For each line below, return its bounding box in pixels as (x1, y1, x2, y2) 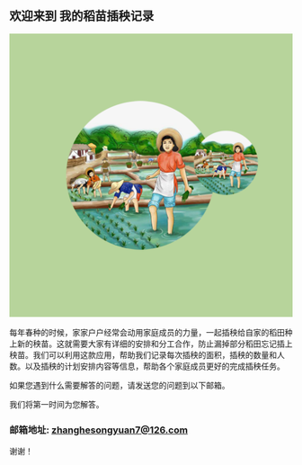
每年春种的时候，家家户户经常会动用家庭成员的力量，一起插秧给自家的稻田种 (9, 326, 293, 337)
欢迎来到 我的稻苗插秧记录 (9, 8, 155, 24)
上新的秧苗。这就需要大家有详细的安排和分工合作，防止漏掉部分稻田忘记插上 (9, 338, 293, 349)
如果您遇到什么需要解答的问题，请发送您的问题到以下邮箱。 (9, 380, 230, 390)
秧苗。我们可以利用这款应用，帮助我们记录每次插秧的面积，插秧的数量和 (9, 349, 277, 360)
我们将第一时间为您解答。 (9, 398, 104, 409)
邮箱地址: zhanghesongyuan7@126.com (9, 424, 189, 436)
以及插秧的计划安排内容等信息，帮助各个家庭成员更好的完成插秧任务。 (24, 361, 285, 371)
